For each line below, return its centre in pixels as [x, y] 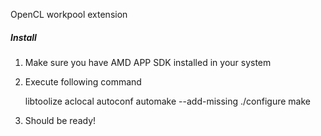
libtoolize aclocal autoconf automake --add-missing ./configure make [168, 101]
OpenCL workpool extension [69, 14]
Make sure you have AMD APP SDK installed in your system [148, 62]
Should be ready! [60, 120]
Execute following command [83, 81]
